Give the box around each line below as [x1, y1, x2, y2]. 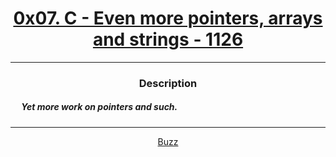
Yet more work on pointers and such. [21, 101, 178, 113]
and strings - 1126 [92, 28, 244, 51]
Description [138, 76, 198, 90]
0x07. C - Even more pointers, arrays [13, 7, 323, 30]
